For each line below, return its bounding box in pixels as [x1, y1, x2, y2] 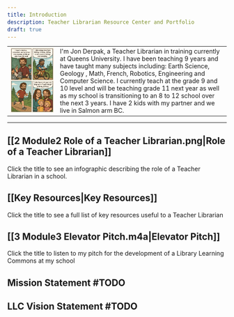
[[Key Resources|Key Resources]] [7, 192, 158, 204]
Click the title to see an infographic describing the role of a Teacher [7, 164, 201, 173]
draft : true [7, 26, 42, 33]
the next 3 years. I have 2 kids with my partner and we [60, 99, 215, 107]
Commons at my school [7, 256, 75, 265]
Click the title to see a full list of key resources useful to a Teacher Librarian [7, 210, 224, 219]
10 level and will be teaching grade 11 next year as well [60, 84, 219, 93]
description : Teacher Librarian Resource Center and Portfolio [7, 18, 195, 26]
